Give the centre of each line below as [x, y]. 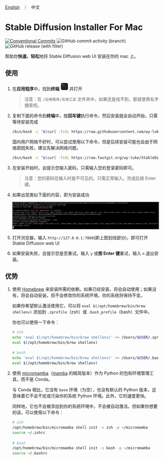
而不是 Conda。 [37, 379]
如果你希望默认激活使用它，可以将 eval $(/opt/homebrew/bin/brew [79, 306]
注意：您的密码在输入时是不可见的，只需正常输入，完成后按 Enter [90, 178]
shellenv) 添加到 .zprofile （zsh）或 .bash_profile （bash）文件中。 [82, 312]
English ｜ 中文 [22, 7]
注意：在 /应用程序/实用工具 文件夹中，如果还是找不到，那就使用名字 [91, 99]
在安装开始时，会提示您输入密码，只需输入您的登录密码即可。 [74, 168]
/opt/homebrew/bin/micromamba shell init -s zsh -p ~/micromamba [80, 427]
